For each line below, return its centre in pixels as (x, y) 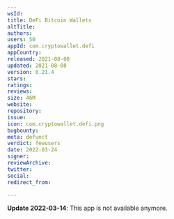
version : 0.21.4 (31, 72)
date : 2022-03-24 (32, 150)
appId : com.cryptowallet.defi (51, 46)
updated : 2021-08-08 (37, 66)
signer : (18, 157)
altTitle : (22, 27)
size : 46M (22, 98)
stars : (17, 78)
